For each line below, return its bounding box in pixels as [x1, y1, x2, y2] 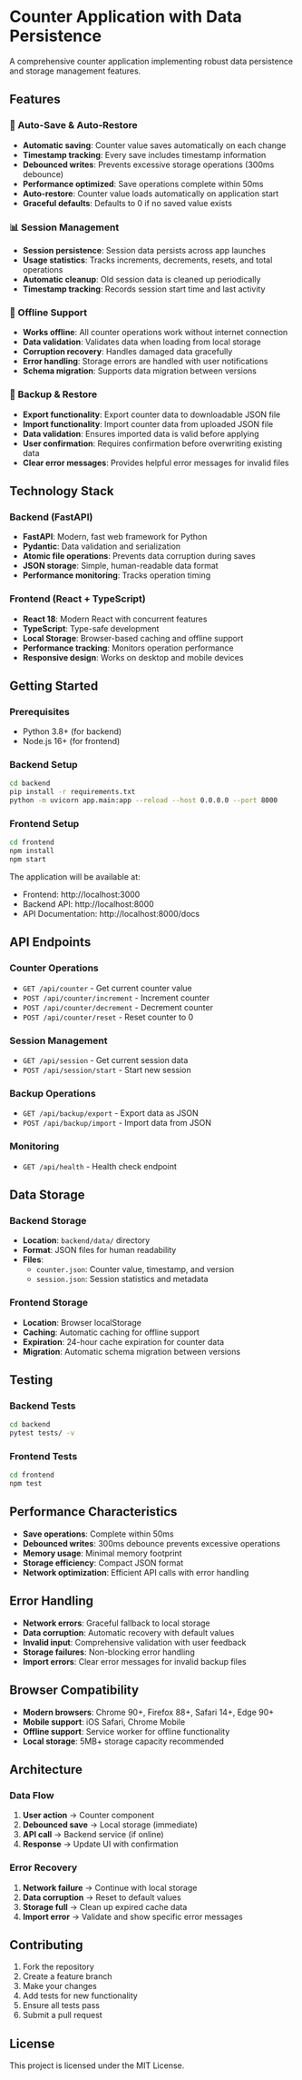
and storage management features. [9, 65, 141, 76]
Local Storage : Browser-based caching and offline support [22, 632, 244, 643]
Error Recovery [9, 1861, 78, 1874]
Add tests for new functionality [22, 1990, 138, 2001]
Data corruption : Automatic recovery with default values [22, 1627, 235, 1637]
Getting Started [9, 678, 99, 693]
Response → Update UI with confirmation [22, 1838, 179, 1850]
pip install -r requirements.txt [9, 788, 136, 797]
